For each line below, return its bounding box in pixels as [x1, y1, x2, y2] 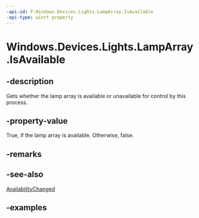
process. [6, 99, 28, 106]
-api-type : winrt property [6, 14, 74, 20]
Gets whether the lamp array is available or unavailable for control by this [6, 92, 186, 99]
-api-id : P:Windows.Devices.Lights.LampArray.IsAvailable [6, 8, 154, 15]
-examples [6, 202, 47, 213]
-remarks [6, 149, 42, 159]
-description [6, 76, 54, 87]
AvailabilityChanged [6, 185, 56, 192]
